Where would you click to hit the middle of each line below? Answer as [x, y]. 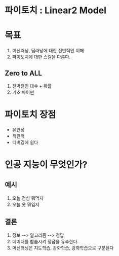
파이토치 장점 [30, 115]
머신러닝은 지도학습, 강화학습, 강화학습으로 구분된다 [63, 248]
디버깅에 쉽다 [25, 142]
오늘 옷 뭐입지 [26, 204]
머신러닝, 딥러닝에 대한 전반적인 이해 [48, 51]
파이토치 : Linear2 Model [56, 10]
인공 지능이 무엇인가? [46, 165]
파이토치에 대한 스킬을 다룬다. [41, 57]
